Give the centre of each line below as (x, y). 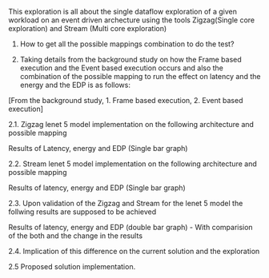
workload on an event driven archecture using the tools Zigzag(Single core (131, 20)
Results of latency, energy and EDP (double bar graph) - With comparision (131, 227)
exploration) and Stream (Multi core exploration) (88, 28)
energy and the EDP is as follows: (75, 85)
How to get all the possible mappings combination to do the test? (127, 44)
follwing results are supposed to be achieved (82, 212)
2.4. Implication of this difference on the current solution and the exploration (134, 251)
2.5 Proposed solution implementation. (72, 266)
